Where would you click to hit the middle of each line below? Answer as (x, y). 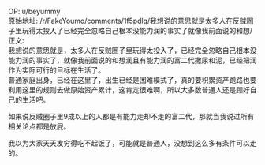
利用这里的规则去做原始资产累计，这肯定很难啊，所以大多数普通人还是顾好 (129, 90)
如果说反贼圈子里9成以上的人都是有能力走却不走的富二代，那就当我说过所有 (131, 116)
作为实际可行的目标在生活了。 (56, 70)
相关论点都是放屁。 (39, 126)
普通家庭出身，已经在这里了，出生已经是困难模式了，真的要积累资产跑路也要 (132, 80)
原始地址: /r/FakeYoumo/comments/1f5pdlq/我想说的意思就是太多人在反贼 (127, 21)
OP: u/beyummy (34, 11)
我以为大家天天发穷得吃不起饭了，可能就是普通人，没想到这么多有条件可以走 (132, 143)
